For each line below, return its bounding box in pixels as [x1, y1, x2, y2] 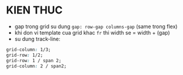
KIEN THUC [6, 4, 63, 17]
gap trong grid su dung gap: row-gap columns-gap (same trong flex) [14, 23, 178, 30]
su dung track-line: [14, 35, 60, 42]
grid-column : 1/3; [6, 46, 51, 53]
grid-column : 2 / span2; [6, 63, 67, 69]
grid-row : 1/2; [6, 52, 43, 58]
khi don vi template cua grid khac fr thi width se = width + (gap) [14, 29, 170, 36]
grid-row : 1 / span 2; [6, 57, 62, 63]
